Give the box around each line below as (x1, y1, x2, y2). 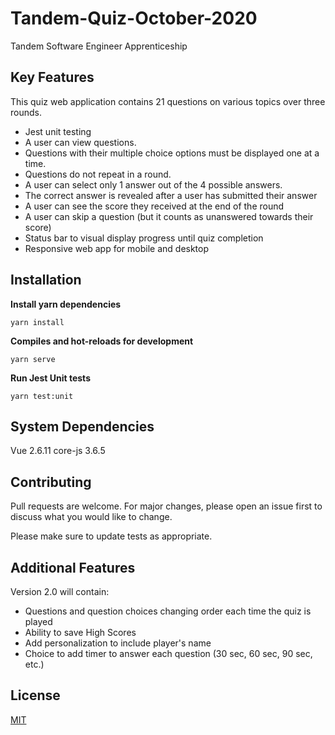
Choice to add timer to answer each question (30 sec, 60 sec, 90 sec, (24, 648, 313, 659)
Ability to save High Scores (24, 627, 137, 638)
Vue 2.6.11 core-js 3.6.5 (10, 445, 106, 457)
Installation (10, 272, 82, 289)
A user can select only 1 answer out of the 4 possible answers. (24, 178, 283, 191)
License (10, 687, 61, 704)
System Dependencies (10, 418, 155, 435)
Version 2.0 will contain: (10, 586, 110, 597)
